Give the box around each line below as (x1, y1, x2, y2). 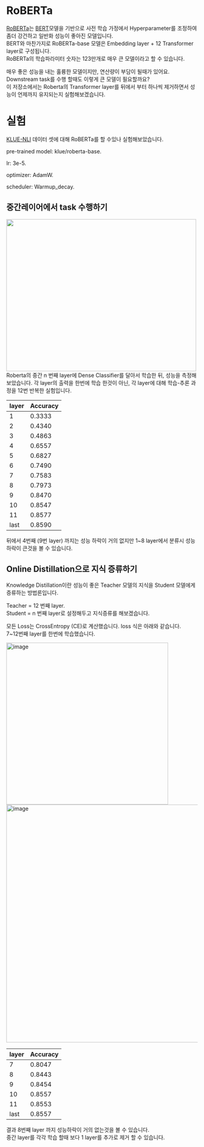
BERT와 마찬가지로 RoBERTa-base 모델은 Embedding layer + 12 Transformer (6, 40, 194, 47)
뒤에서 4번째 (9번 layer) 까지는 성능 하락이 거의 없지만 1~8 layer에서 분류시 (6, 536, 185, 544)
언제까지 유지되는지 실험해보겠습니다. (17, 91, 106, 98)
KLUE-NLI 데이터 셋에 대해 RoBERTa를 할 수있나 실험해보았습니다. (6, 135, 164, 143)
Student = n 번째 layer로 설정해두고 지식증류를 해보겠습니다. (6, 609, 150, 617)
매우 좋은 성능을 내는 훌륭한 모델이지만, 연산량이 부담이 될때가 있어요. (6, 68, 170, 75)
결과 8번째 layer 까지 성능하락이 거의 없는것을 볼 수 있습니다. (6, 1126, 150, 1133)
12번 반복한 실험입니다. (17, 387, 72, 394)
